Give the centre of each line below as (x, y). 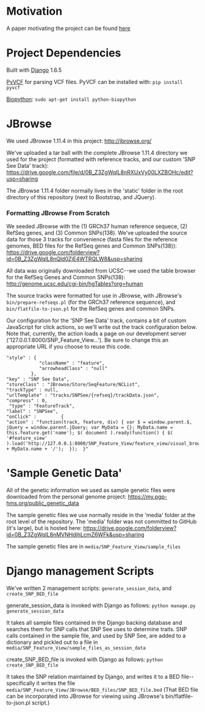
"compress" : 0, (27, 401)
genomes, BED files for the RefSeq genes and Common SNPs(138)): (92, 246)
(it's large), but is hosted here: (44, 528)
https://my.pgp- (148, 497)
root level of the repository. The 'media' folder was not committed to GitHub (102, 521)
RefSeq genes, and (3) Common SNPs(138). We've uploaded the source (97, 233)
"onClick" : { (35, 417)
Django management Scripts (80, 571)
